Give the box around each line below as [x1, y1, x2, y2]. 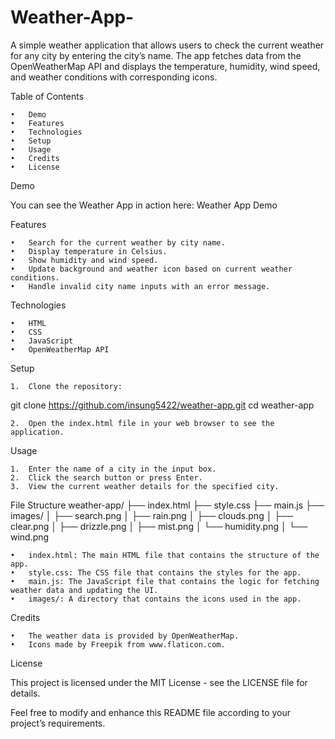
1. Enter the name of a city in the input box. [10, 464, 217, 474]
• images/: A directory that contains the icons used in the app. [10, 594, 302, 604]
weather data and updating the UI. [10, 585, 159, 595]
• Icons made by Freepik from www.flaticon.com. [10, 639, 226, 650]
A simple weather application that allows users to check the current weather [10, 39, 325, 51]
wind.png [10, 531, 50, 543]
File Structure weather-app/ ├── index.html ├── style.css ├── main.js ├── [10, 499, 325, 511]
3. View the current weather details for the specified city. [10, 481, 280, 491]
